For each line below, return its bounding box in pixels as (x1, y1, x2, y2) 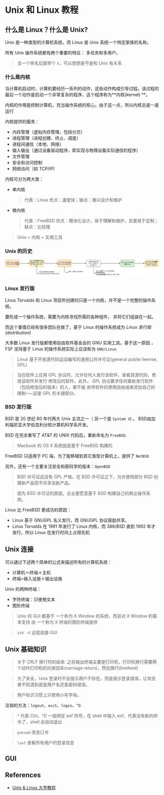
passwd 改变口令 (17, 729, 49, 735)
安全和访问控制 (12, 160, 42, 165)
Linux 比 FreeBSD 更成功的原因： (5, 507, 72, 513)
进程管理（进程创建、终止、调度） (12, 135, 81, 141)
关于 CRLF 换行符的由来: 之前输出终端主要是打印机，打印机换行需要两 (17, 659, 157, 665)
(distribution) (5, 329, 31, 335)
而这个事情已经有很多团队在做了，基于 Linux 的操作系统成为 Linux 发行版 (5, 324, 151, 330)
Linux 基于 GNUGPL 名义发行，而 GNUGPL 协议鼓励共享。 (12, 517, 129, 523)
